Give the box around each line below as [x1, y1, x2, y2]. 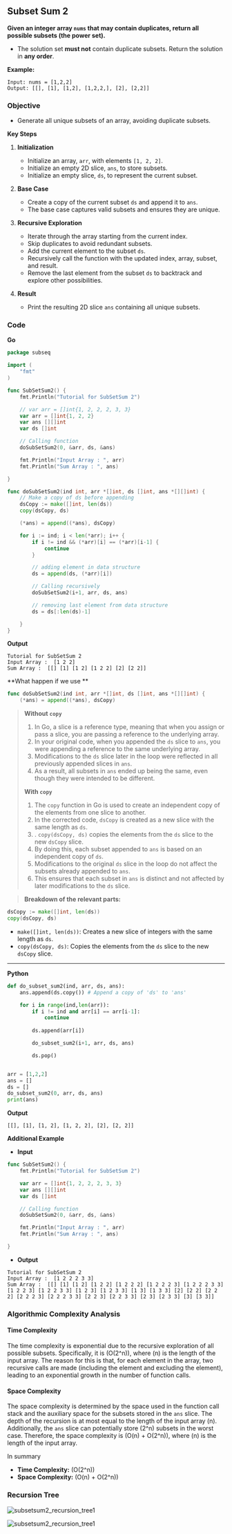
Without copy [23, 710, 62, 718]
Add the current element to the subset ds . [27, 247, 146, 255]
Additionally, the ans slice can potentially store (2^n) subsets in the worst [7, 1424, 214, 1432]
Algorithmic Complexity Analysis [7, 1309, 121, 1318]
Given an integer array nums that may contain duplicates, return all [7, 23, 199, 32]
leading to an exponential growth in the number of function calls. [7, 1371, 191, 1379]
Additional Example [7, 1135, 64, 1143]
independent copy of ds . [34, 853, 104, 861]
